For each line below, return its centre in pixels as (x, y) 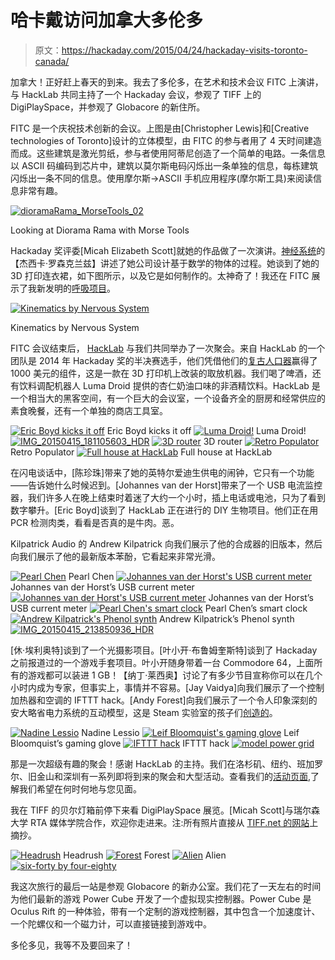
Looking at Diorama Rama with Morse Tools (100, 230)
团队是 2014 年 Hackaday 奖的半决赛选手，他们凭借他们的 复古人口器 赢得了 (164, 360)
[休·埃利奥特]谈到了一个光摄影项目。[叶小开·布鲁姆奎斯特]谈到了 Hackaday (164, 650)
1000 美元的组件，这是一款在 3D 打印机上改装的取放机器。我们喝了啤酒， (161, 373)
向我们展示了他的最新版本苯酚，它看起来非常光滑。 (115, 556)
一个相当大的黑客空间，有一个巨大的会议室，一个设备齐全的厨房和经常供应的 (168, 398)
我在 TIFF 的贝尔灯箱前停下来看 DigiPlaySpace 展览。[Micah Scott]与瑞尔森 (165, 810)
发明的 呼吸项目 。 (80, 288)
